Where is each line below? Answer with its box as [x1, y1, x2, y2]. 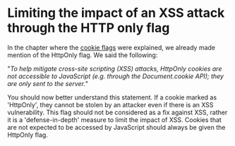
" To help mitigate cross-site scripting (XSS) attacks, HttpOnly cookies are [7, 64, 222, 73]
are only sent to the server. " [7, 79, 89, 87]
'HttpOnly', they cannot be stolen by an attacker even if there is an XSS [7, 100, 214, 109]
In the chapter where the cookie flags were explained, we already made [7, 43, 216, 51]
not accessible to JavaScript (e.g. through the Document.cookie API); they [7, 72, 224, 80]
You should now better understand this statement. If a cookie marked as [7, 93, 217, 102]
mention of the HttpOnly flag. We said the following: [7, 51, 158, 59]
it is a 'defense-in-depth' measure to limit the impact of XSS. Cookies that [7, 115, 222, 124]
